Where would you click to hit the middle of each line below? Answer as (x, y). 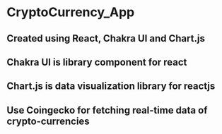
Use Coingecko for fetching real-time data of (107, 110)
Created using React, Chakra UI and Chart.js (106, 38)
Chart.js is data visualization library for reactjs (111, 86)
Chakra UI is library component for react (97, 62)
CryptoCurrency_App (71, 12)
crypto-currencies (48, 121)
